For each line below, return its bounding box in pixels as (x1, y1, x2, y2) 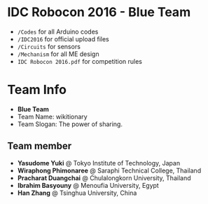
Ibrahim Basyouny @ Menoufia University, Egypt (17, 181, 159, 189)
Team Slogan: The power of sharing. (17, 120, 123, 128)
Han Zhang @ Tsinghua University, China (17, 189, 137, 197)
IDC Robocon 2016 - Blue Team (7, 4, 191, 20)
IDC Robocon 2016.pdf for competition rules (17, 57, 142, 65)
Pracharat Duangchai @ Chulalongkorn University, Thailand (17, 173, 191, 182)
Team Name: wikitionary (17, 112, 88, 121)
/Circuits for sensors (17, 42, 81, 50)
